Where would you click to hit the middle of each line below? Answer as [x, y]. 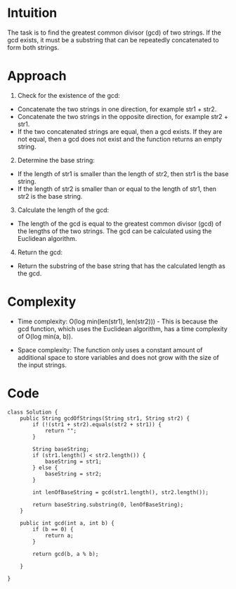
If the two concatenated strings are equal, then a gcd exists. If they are [120, 131]
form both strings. [33, 47]
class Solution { [33, 412]
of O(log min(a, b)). [45, 336]
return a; [59, 535]
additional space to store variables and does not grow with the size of [118, 357]
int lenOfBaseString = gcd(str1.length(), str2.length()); [121, 492]
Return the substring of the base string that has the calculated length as [122, 266]
